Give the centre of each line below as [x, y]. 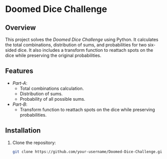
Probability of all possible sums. [53, 99]
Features [19, 71]
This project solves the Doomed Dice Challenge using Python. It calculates [82, 39]
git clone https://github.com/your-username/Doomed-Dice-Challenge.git [88, 152]
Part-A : [20, 83]
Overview [21, 28]
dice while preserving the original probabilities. [53, 55]
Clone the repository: [34, 143]
